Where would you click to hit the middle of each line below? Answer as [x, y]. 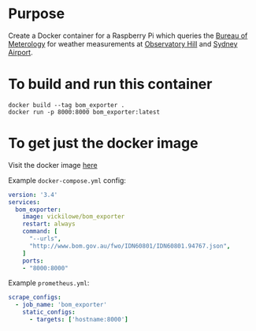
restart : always [49, 224]
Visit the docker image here [53, 165]
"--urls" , [45, 239]
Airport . [20, 52]
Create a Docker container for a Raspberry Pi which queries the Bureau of [128, 35]
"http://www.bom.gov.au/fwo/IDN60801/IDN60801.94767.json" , [130, 246]
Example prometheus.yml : [49, 283]
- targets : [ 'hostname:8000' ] [78, 320]
